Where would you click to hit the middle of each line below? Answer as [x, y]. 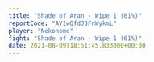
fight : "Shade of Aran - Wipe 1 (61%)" [75, 38]
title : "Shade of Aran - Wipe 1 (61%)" [75, 16]
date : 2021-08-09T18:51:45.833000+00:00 [77, 46]
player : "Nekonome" [41, 31]
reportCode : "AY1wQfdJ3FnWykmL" [62, 23]
